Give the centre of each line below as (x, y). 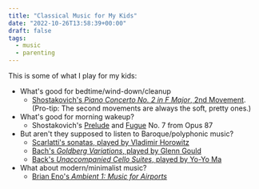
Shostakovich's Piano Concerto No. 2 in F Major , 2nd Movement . (139, 100)
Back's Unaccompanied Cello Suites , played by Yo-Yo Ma (127, 159)
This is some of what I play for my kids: (73, 76)
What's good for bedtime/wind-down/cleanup (96, 91)
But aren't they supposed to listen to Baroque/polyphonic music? (127, 134)
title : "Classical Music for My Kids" (73, 16)
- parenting (36, 53)
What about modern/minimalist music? (83, 168)
